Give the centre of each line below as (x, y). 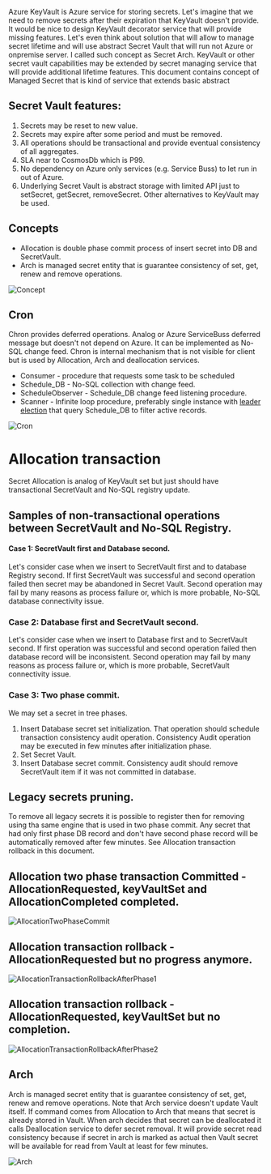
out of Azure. (42, 177)
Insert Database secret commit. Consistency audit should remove (129, 763)
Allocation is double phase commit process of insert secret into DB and (138, 248)
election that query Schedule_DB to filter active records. (114, 410)
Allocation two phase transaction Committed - (127, 876)
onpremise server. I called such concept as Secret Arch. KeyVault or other (131, 55)
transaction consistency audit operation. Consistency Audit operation (135, 737)
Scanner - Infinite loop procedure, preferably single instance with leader (140, 402)
